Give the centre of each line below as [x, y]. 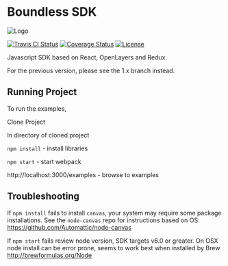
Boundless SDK [52, 12]
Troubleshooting [43, 197]
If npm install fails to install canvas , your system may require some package [114, 213]
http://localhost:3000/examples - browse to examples [83, 174]
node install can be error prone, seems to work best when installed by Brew [114, 248]
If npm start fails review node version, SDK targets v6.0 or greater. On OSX [113, 241]
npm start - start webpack [44, 161]
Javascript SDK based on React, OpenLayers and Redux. [87, 57]
